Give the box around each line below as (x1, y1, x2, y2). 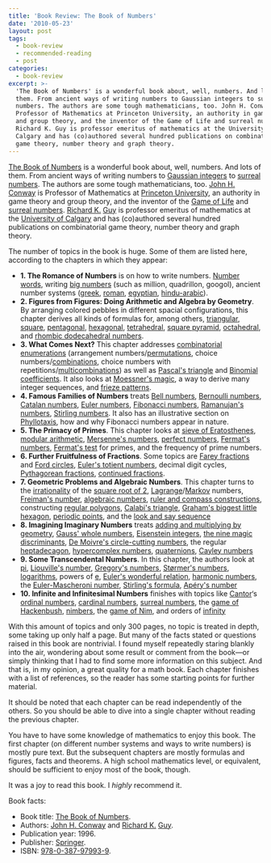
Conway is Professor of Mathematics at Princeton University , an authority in (8, 188, 261, 197)
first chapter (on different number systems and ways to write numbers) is (8, 738, 252, 748)
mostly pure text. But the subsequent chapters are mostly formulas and (8, 747, 245, 757)
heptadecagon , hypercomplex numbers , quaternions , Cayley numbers (19, 545, 253, 555)
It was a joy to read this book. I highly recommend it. (8, 780, 182, 789)
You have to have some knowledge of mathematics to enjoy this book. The (8, 730, 256, 740)
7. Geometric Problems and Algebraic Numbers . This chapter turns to (19, 476, 254, 486)
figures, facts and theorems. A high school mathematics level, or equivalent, (8, 755, 261, 765)
